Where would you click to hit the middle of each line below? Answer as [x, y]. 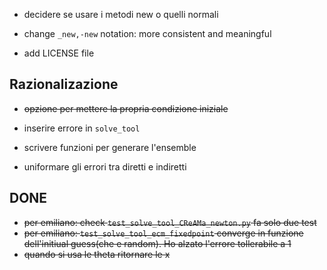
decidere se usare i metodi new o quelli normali [121, 14]
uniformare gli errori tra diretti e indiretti [105, 166]
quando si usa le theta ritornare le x [97, 254]
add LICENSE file [59, 53]
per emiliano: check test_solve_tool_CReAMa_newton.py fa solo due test [170, 222]
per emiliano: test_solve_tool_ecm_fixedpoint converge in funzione [163, 233]
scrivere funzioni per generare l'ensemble [110, 147]
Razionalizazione [64, 84]
